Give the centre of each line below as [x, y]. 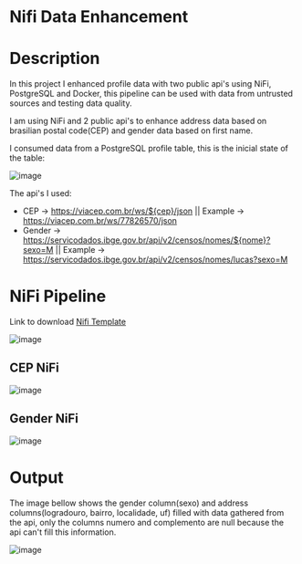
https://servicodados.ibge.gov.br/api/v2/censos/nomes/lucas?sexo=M [155, 260]
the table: [27, 158]
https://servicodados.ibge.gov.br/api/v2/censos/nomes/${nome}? [146, 240]
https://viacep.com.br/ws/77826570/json [100, 221]
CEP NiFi [34, 368]
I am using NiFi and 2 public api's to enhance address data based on [138, 121]
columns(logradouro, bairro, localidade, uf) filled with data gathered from [147, 512]
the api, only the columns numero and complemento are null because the [147, 522]
